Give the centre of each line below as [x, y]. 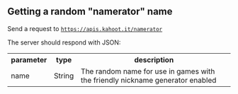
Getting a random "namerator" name [90, 12]
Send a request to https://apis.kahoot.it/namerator [85, 28]
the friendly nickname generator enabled [148, 80]
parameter [29, 59]
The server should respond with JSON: [64, 42]
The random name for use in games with [148, 71]
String [64, 76]
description [154, 59]
